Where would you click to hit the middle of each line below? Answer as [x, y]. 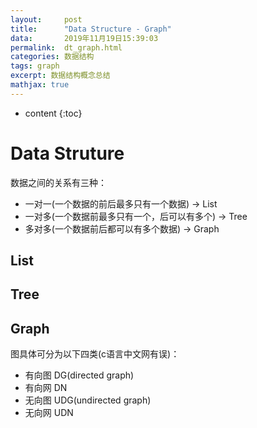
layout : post [46, 19]
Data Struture [67, 153]
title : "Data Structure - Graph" [91, 29]
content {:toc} [53, 113]
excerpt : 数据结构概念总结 [60, 76]
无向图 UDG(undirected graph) [88, 400]
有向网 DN [46, 388]
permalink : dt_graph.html [66, 47]
